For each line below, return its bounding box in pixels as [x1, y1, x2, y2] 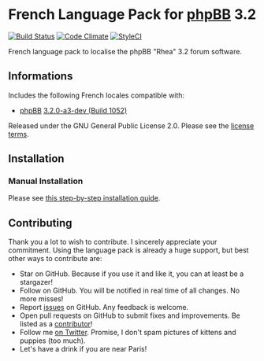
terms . [8, 129, 29, 138]
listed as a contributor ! [19, 319, 93, 329]
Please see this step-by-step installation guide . [8, 193, 161, 203]
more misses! [19, 294, 64, 304]
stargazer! [19, 278, 54, 287]
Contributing [8, 216, 73, 230]
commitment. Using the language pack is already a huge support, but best [8, 245, 250, 255]
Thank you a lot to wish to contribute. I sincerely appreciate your [8, 238, 218, 247]
